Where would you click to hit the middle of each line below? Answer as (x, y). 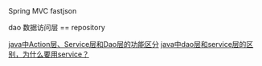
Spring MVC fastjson (43, 11)
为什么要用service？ (56, 54)
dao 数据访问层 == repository (57, 28)
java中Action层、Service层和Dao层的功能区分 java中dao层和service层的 (127, 45)
